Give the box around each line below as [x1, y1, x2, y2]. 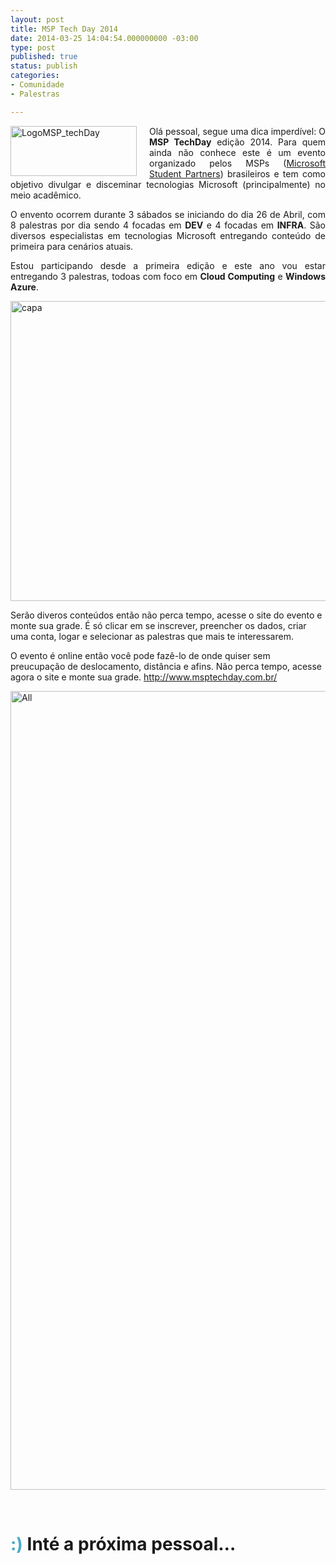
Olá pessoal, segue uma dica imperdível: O [149, 125, 326, 137]
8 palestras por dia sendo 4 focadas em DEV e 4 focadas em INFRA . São [10, 219, 326, 231]
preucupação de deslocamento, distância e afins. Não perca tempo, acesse [10, 660, 323, 672]
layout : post [10, 14, 65, 25]
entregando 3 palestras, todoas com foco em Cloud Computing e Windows [10, 270, 326, 282]
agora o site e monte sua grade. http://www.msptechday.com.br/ [10, 671, 278, 683]
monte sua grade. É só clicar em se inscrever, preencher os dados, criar [10, 619, 307, 631]
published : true [10, 52, 78, 62]
